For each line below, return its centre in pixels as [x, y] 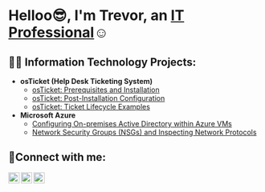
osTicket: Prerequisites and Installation [96, 90]
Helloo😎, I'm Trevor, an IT [96, 16]
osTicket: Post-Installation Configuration [98, 98]
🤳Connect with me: [57, 157]
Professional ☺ [59, 32]
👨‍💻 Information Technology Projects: [102, 62]
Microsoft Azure [48, 115]
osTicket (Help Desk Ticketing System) [86, 81]
